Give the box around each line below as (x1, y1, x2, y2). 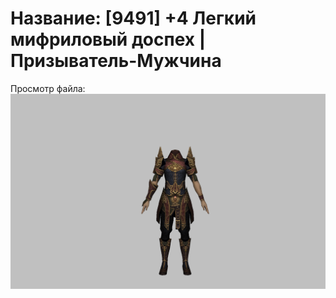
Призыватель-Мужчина (10, 50, 222, 72)
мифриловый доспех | (10, 28, 207, 51)
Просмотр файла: (10, 82, 86, 94)
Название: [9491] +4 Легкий (10, 7, 257, 30)
